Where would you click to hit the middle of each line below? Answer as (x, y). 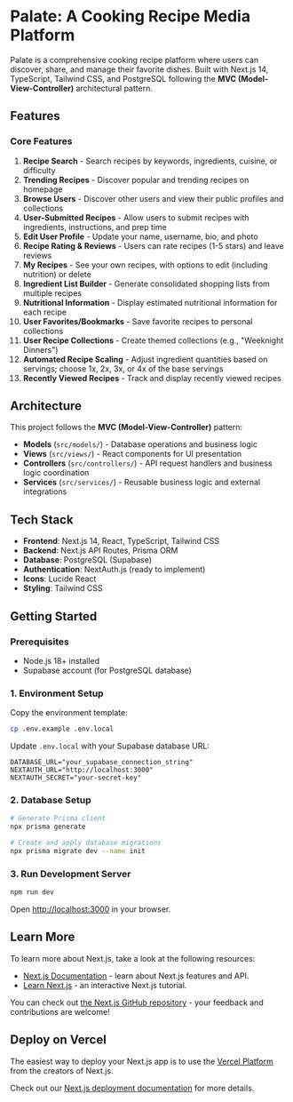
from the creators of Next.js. (62, 1070)
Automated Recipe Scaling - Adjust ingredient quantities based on (145, 359)
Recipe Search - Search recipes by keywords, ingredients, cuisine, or (150, 161)
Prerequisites (40, 642)
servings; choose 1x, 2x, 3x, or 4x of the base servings (123, 368)
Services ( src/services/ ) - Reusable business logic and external (142, 483)
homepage (43, 189)
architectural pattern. (115, 88)
